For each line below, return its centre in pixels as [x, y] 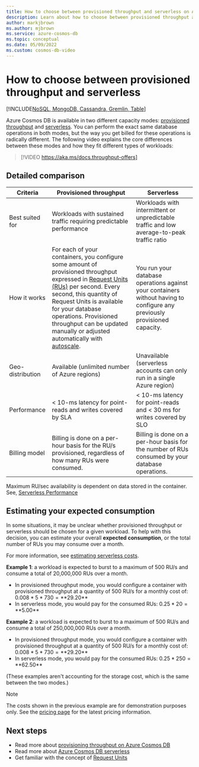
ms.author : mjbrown [30, 28]
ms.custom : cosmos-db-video [41, 50]
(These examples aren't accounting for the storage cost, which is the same [98, 676]
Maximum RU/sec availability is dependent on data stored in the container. [97, 486]
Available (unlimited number [91, 367]
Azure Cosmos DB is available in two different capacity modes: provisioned [98, 120]
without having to [160, 298]
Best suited [25, 217]
